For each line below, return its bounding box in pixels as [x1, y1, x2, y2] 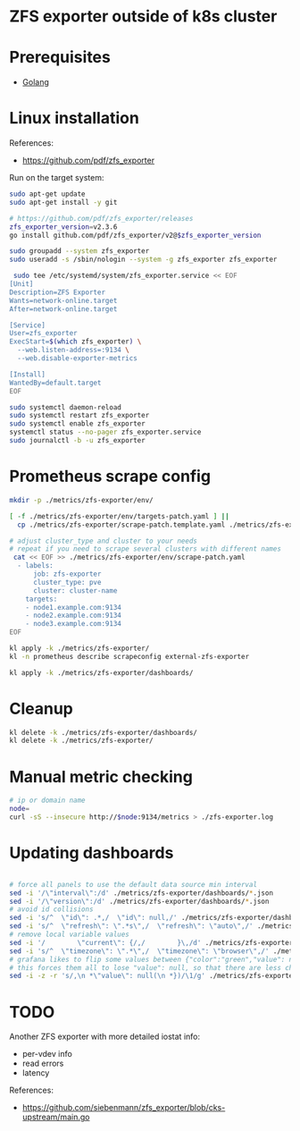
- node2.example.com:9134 [25, 611, 122, 620]
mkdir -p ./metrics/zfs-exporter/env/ [9, 495, 154, 504]
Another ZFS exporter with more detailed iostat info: [9, 1031, 201, 1042]
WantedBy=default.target [9, 378, 102, 387]
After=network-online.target [9, 304, 118, 314]
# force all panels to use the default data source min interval [9, 880, 257, 889]
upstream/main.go [21, 1111, 90, 1123]
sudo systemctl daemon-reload [9, 402, 122, 412]
